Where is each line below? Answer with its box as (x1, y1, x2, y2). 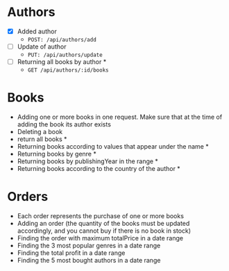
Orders (7, 189, 49, 205)
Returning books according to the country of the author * (17, 165, 180, 173)
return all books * (17, 135, 67, 143)
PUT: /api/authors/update (27, 51, 103, 59)
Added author (17, 27, 57, 35)
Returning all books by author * (17, 58, 107, 66)
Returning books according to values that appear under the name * (17, 142, 210, 151)
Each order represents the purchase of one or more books (17, 212, 184, 220)
